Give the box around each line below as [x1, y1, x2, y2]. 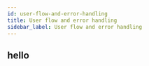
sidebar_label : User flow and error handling [7, 23, 142, 30]
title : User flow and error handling [7, 17, 118, 24]
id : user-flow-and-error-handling [7, 10, 108, 18]
